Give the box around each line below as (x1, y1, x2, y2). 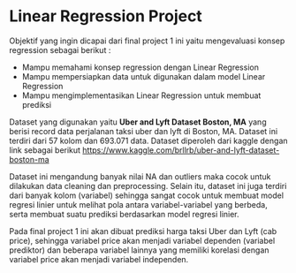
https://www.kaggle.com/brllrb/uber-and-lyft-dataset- (82, 144, 280, 155)
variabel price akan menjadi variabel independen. (9, 254, 189, 264)
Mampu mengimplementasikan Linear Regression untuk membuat (21, 90, 262, 101)
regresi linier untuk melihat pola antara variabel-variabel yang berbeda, (9, 199, 268, 209)
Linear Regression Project (9, 6, 203, 27)
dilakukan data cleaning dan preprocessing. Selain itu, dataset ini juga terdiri (9, 180, 287, 191)
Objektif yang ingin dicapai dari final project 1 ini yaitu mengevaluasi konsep (9, 35, 285, 46)
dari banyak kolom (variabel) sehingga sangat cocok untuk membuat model (9, 190, 285, 201)
